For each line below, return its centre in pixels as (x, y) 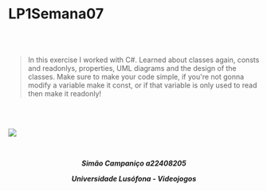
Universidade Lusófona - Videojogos (134, 178)
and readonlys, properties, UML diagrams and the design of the (132, 68)
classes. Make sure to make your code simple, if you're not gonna (136, 76)
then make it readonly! (65, 93)
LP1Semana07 (56, 14)
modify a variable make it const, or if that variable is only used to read (142, 85)
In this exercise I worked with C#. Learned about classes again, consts (143, 60)
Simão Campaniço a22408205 (134, 163)
